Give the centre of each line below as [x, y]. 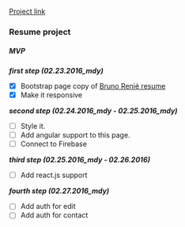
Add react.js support [54, 175]
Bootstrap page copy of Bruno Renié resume [93, 85]
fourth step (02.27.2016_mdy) [59, 191]
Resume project [40, 32]
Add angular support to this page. [75, 135]
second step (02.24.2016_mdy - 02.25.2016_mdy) [93, 111]
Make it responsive [51, 95]
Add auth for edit [48, 206]
